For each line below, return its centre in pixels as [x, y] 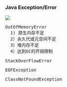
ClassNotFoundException [34, 79]
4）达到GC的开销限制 [32, 51]
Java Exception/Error [31, 7]
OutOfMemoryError [26, 27]
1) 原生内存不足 [27, 33]
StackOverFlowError [29, 61]
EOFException [21, 70]
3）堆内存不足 [25, 45]
